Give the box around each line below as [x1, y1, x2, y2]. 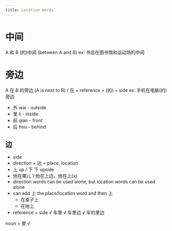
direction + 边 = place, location [12, 160, 79, 166]
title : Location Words [5, 7, 54, 13]
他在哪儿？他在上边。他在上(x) [12, 173, 78, 179]
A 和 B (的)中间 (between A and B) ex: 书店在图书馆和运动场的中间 [5, 49, 145, 55]
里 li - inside [12, 111, 39, 117]
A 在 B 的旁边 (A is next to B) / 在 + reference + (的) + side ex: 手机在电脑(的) [5, 87, 167, 93]
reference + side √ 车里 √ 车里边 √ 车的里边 [12, 209, 105, 216]
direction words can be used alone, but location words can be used [12, 179, 156, 185]
